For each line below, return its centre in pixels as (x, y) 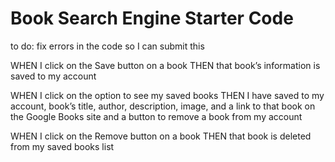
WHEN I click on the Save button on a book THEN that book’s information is (165, 65)
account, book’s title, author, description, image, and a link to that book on (163, 106)
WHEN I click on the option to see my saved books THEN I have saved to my (167, 95)
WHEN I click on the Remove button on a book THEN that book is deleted (161, 136)
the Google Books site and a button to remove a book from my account (156, 116)
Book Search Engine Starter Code (152, 18)
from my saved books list (62, 146)
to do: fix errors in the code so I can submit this (107, 46)
